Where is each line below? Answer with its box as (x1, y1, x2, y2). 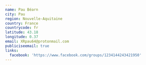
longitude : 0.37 (5, 35, 38, 40)
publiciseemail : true (5, 43, 50, 48)
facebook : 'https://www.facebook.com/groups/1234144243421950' (9, 52, 142, 58)
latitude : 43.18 (5, 30, 38, 35)
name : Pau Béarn (5, 7, 38, 12)
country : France (5, 21, 38, 26)
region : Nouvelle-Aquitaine (5, 16, 63, 21)
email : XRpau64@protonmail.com (5, 39, 69, 44)
